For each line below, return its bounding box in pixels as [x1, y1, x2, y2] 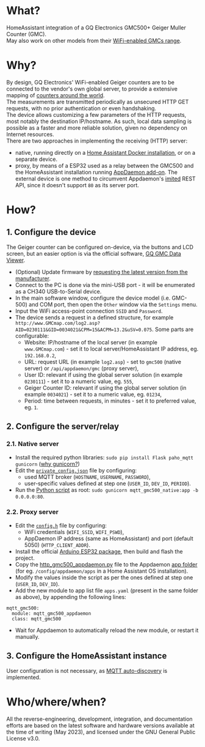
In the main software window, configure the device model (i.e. [15, 294, 171, 302]
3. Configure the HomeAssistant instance [6, 651, 167, 661]
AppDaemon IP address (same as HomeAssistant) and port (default [24, 535, 193, 542]
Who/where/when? [6, 695, 107, 708]
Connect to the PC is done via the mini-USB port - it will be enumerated [15, 281, 195, 288]
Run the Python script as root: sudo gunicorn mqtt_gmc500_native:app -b [15, 486, 198, 493]
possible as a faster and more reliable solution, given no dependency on [6, 124, 188, 132]
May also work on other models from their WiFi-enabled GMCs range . [6, 37, 182, 44]
